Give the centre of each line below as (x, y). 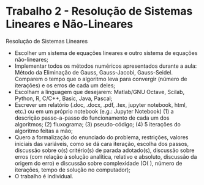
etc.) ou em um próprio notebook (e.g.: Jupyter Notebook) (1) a (94, 111)
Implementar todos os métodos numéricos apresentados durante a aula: (106, 66)
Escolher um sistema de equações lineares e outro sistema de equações (106, 53)
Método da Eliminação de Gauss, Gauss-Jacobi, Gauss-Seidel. (93, 72)
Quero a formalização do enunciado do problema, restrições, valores (101, 137)
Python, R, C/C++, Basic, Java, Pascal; (63, 98)
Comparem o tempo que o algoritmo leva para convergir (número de (101, 79)
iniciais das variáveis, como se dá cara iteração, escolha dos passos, (102, 143)
